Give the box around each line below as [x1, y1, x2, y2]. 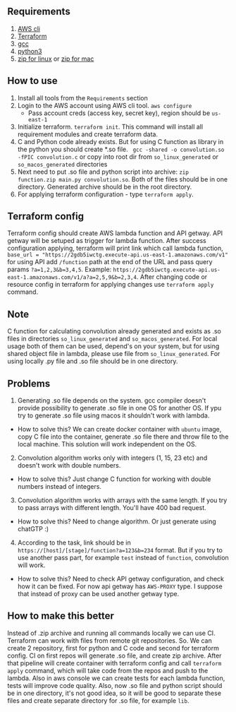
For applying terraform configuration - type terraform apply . [17, 190, 194, 198]
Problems [7, 377, 51, 389]
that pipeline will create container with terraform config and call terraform [7, 658, 222, 667]
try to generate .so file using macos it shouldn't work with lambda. [17, 411, 210, 420]
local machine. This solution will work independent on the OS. [17, 440, 197, 449]
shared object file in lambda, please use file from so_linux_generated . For [7, 350, 221, 358]
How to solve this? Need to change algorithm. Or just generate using [17, 517, 216, 526]
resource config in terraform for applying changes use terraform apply [7, 280, 214, 289]
